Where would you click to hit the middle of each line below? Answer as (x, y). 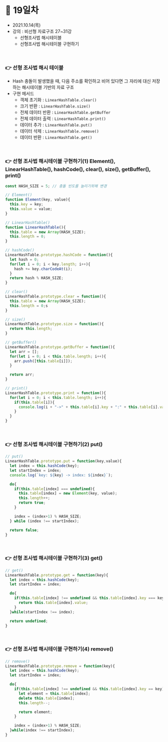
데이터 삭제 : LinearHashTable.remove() (59, 131)
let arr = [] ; (24, 351)
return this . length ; (31, 329)
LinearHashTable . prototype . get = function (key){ (57, 575)
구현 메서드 (23, 93)
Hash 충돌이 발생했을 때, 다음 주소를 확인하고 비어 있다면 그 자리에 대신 (81, 81)
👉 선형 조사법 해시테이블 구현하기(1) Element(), (60, 161)
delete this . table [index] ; (46, 698)
